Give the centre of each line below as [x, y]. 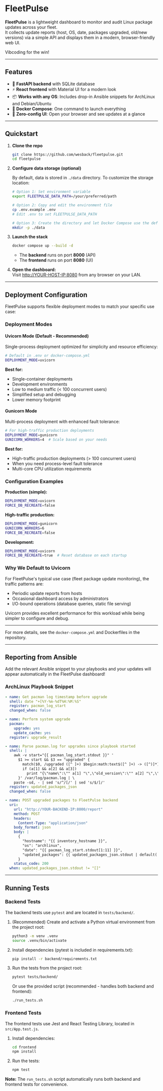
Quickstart [22, 134]
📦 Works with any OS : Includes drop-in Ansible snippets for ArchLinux [83, 96]
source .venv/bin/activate [39, 940]
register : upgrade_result [36, 737]
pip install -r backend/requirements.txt [55, 959]
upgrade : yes [27, 728]
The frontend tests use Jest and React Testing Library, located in [70, 1023]
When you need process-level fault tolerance [57, 463]
